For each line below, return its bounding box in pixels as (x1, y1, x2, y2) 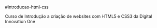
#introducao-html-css (5, 4, 49, 10)
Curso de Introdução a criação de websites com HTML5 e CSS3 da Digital (5, 14, 152, 19)
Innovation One (5, 19, 35, 24)
